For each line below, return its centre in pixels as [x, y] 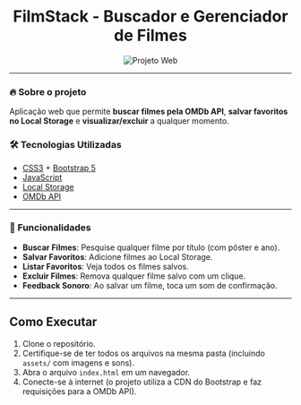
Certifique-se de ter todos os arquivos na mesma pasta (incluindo [144, 353]
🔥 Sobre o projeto [48, 91]
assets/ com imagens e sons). [78, 362]
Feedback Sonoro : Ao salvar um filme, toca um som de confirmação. [150, 285]
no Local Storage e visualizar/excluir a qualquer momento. [120, 121]
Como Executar [53, 322]
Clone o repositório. [59, 343]
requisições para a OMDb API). [79, 391]
